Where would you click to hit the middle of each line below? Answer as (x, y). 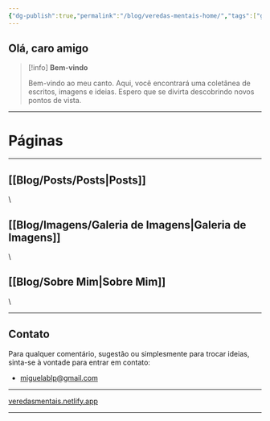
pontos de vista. (55, 101)
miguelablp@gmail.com (59, 378)
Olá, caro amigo (49, 49)
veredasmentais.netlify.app (53, 401)
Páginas (36, 140)
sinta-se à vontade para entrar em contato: (80, 362)
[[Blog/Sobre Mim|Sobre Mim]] (87, 282)
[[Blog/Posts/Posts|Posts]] (77, 180)
